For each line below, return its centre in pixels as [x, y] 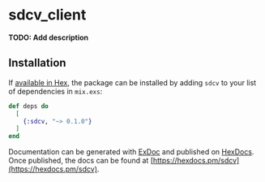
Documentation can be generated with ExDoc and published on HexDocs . [131, 152]
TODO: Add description [49, 37]
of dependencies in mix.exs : [56, 91]
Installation [37, 63]
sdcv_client [47, 15]
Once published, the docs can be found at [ [81, 161]
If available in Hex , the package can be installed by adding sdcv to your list [132, 82]
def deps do [28, 106]
